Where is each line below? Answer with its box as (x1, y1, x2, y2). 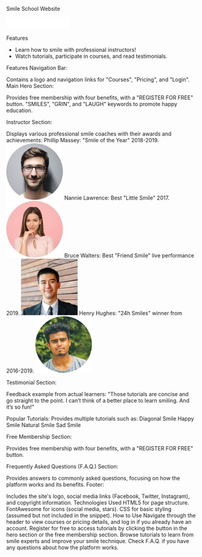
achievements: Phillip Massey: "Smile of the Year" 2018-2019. (6, 137, 159, 143)
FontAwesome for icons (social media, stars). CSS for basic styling (6, 506, 172, 512)
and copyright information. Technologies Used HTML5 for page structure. (6, 499, 189, 506)
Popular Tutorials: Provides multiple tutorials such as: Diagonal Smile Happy (6, 415, 194, 422)
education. (6, 107, 33, 114)
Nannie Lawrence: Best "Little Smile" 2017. (64, 194, 170, 201)
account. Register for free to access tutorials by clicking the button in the (6, 524, 188, 532)
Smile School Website (6, 5, 60, 12)
